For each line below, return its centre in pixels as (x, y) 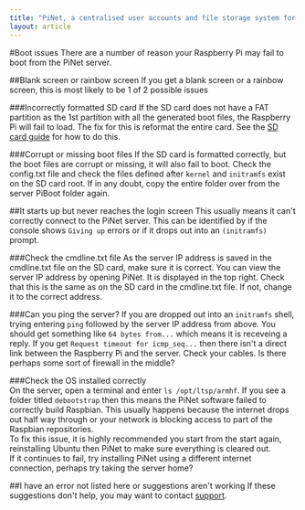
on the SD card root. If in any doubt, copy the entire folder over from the (145, 183)
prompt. (24, 239)
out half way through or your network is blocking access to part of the (141, 419)
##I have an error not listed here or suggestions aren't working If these (142, 485)
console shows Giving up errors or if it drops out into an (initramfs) (138, 230)
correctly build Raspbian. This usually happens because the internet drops (149, 409)
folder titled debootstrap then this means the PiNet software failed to (138, 399)
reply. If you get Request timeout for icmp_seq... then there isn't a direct (148, 343)
